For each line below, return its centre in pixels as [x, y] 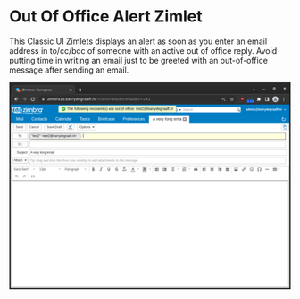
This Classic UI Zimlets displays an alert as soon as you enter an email [138, 41]
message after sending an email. [69, 70]
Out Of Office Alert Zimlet [106, 17]
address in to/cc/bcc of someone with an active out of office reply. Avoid [143, 50]
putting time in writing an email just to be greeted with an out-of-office [138, 60]
